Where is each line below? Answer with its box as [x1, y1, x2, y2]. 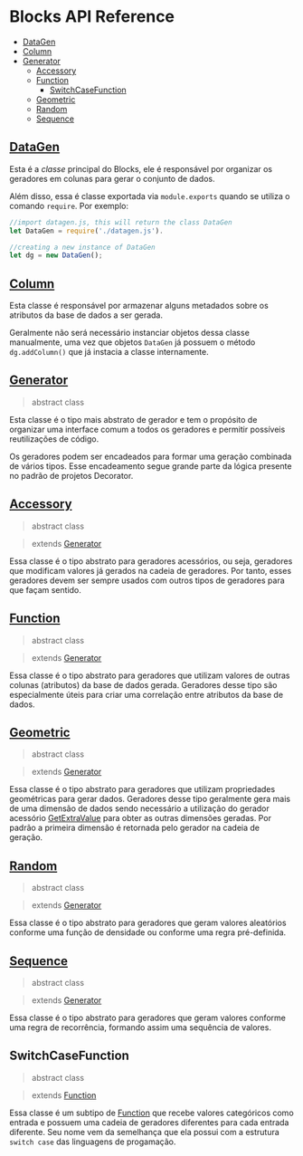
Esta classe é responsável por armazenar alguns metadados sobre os [9, 301, 269, 311]
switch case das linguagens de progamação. [9, 1136, 176, 1147]
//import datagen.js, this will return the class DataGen [9, 217, 232, 227]
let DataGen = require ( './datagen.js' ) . [9, 226, 165, 235]
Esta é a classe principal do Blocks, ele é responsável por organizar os [9, 163, 273, 174]
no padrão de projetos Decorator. [9, 470, 134, 481]
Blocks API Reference [9, 6, 175, 27]
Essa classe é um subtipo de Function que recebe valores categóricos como [9, 1107, 294, 1118]
